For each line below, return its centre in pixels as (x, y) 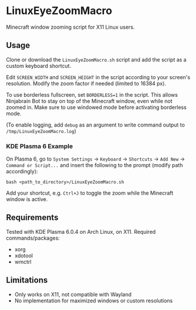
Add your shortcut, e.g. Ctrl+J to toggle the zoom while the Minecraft (90, 193)
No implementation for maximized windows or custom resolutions (94, 301)
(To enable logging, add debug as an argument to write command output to (96, 125)
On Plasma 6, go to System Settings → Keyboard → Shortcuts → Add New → (96, 159)
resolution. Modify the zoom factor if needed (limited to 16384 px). (86, 83)
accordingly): (22, 172)
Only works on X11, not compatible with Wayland (73, 294)
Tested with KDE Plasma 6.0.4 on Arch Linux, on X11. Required (81, 231)
